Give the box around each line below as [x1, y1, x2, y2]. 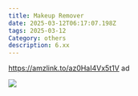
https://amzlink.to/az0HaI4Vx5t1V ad [8, 63, 130, 73]
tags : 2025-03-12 [8, 26, 67, 34]
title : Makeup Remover [8, 11, 84, 20]
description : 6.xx [8, 42, 70, 50]
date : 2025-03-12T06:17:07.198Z [8, 19, 116, 27]
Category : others [8, 34, 67, 42]
